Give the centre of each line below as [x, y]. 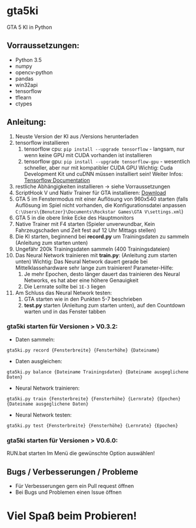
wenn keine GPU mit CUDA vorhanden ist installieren [88, 155]
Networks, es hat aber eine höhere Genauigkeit [81, 280]
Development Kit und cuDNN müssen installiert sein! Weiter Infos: [103, 174]
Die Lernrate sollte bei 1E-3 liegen [65, 286]
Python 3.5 [28, 59]
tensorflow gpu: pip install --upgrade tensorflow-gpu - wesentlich [107, 161]
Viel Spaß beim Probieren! [72, 516]
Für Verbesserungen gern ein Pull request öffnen [74, 486]
